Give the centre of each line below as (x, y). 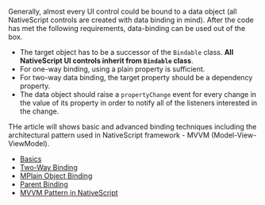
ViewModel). (29, 143)
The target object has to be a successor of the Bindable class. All (127, 52)
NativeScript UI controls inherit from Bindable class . (106, 60)
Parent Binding (44, 184)
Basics (31, 159)
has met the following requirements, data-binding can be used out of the (127, 28)
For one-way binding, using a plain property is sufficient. (112, 69)
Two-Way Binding (48, 167)
